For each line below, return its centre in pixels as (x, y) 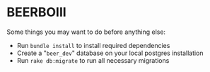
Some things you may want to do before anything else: (86, 32)
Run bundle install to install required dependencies (93, 45)
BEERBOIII (36, 12)
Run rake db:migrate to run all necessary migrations (93, 60)
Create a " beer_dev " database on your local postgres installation (110, 53)
